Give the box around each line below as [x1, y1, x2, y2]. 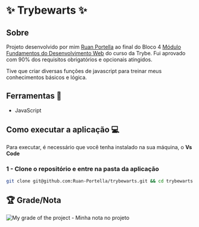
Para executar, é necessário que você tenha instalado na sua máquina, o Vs [6, 143, 192, 150]
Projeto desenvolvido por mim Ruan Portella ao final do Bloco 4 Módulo [6, 43, 182, 51]
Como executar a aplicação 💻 [6, 125, 120, 135]
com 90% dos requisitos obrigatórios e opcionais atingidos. [6, 56, 153, 63]
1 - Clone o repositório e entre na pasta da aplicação [6, 165, 160, 173]
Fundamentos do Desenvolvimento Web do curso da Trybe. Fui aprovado [6, 50, 186, 56]
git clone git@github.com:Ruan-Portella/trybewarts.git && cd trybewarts [6, 178, 194, 184]
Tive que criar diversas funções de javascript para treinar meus [6, 68, 162, 74]
